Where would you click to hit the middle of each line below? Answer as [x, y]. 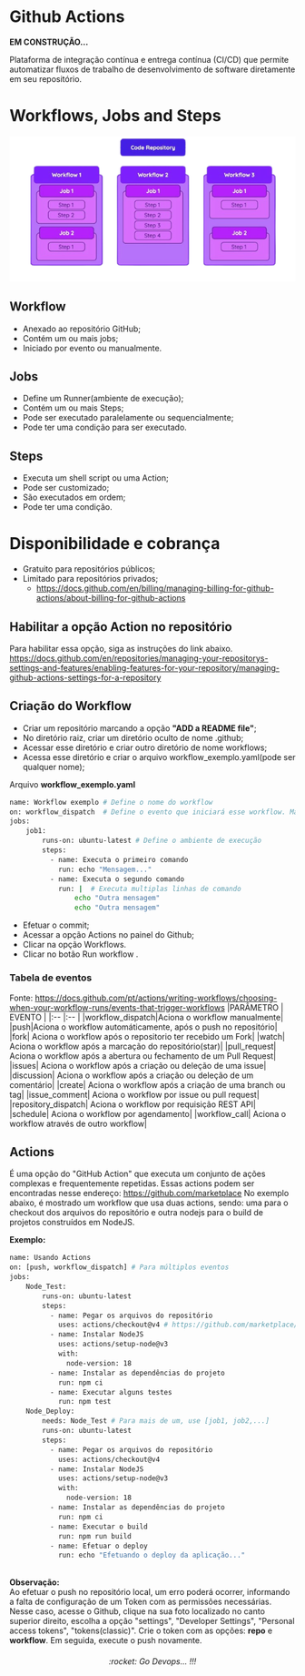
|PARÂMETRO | [255, 1007]
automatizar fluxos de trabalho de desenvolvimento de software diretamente [152, 69]
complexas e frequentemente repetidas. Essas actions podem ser [132, 1183]
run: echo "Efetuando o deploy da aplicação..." [152, 1555]
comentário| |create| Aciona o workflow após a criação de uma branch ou [148, 1084]
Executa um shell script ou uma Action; [96, 478]
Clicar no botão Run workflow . [80, 954]
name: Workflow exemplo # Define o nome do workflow [111, 802]
